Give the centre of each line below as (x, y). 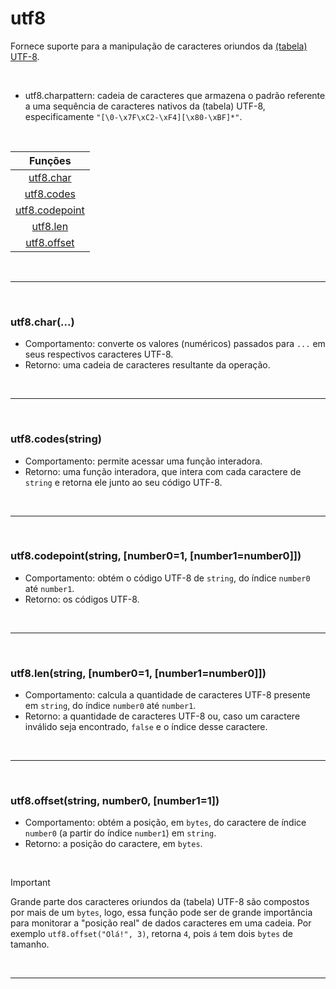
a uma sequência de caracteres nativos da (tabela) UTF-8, (145, 106)
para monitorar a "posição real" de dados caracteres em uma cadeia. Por (161, 923)
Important (30, 883)
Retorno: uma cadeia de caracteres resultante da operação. (147, 365)
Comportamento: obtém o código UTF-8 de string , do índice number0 (167, 578)
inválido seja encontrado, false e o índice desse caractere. (146, 727)
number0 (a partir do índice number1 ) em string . (120, 833)
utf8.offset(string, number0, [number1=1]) (115, 801)
